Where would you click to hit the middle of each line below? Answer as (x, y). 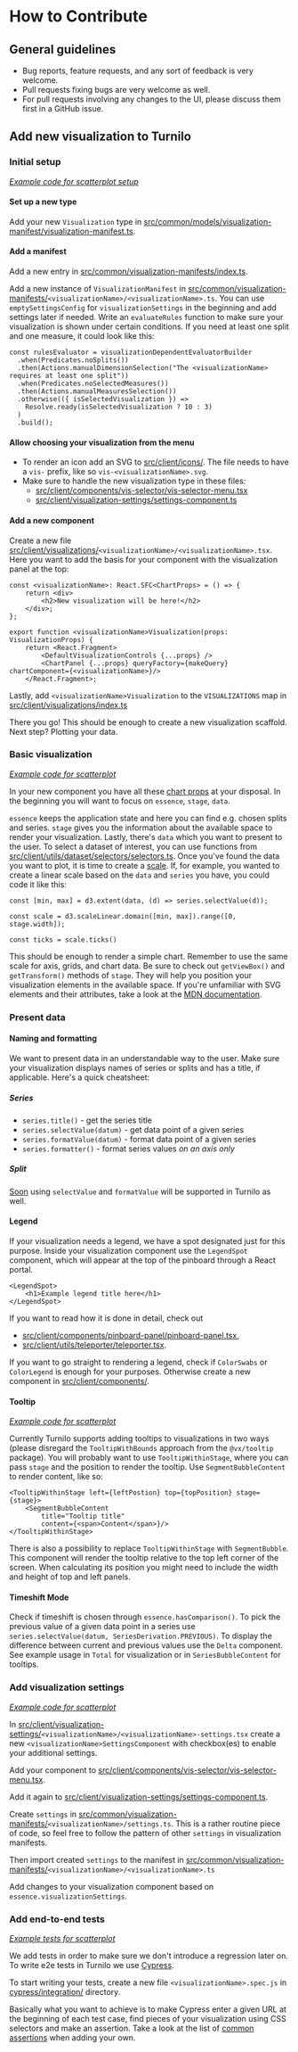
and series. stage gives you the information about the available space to (141, 828)
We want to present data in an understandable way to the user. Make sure (145, 1058)
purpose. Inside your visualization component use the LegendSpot (129, 1251)
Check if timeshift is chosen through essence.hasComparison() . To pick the (145, 1617)
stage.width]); (37, 924)
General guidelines (63, 49)
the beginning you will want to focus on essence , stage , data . (120, 801)
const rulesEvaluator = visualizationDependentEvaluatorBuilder (131, 353)
